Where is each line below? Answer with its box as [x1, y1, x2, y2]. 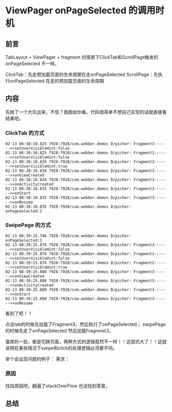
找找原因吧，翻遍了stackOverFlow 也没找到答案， [5, 383, 110, 389]
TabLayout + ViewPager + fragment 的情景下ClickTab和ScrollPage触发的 [5, 54, 159, 60]
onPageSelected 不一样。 [5, 61, 60, 67]
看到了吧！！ [5, 310, 32, 317]
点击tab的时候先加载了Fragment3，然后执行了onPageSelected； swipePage [5, 321, 166, 327]
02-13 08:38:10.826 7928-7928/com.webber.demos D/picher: [5, 160, 132, 165]
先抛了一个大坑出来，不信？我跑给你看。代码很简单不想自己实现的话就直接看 [5, 109, 167, 115]
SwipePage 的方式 [5, 222, 51, 229]
